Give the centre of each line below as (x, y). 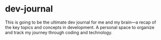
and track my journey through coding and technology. (59, 32)
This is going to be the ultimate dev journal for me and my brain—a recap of (80, 22)
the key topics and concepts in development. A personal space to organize (80, 27)
